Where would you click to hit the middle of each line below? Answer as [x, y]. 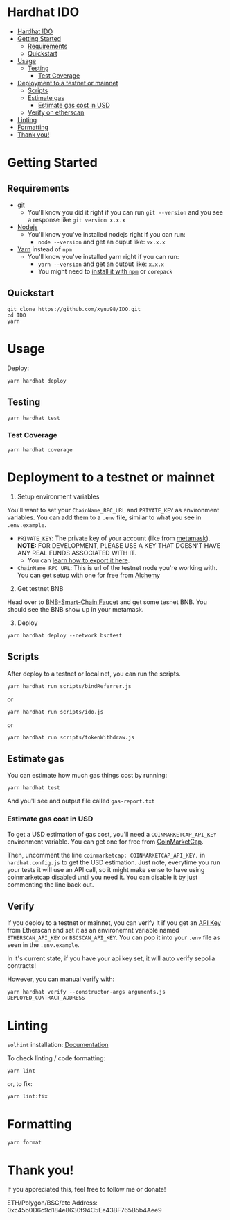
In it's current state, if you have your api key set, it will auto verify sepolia [111, 958]
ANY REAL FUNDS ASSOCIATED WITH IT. [77, 553]
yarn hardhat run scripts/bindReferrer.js [69, 686]
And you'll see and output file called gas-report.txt [81, 801]
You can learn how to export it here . [79, 560]
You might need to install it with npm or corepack [105, 271]
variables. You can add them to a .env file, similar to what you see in [104, 517]
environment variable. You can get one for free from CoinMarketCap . [105, 842]
